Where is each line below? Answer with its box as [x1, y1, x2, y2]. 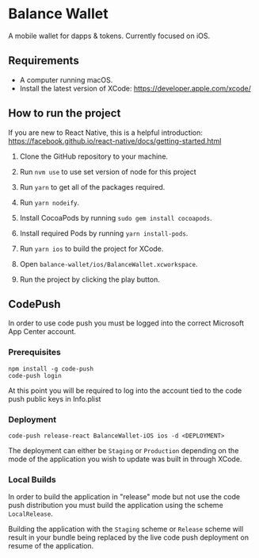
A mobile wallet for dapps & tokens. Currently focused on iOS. [8, 31, 211, 40]
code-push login [8, 371, 62, 379]
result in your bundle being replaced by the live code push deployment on [8, 533, 249, 542]
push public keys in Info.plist [8, 394, 101, 403]
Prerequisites [8, 347, 61, 358]
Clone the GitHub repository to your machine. [19, 152, 169, 161]
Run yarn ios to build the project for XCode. [19, 244, 164, 253]
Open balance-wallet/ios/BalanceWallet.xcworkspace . [19, 259, 198, 268]
